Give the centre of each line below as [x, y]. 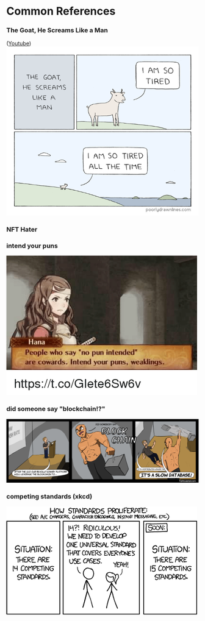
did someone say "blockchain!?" [56, 409]
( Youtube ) [19, 43]
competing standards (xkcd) [49, 497]
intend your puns [32, 246]
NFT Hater [22, 229]
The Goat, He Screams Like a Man [57, 30]
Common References [61, 11]
